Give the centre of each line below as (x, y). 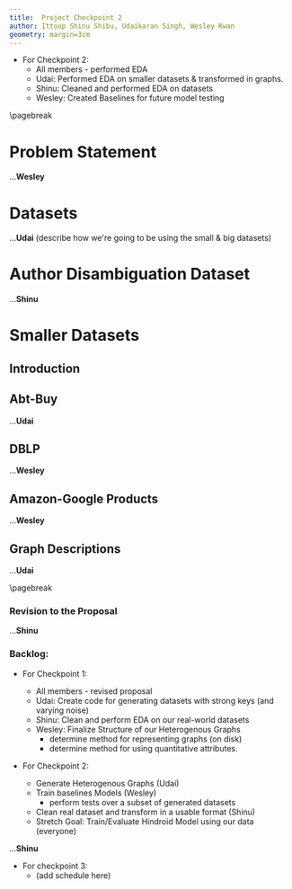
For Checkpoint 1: (55, 673)
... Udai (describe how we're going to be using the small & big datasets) (141, 238)
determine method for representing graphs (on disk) (146, 739)
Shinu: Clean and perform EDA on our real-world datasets (142, 719)
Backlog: (29, 654)
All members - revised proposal (94, 691)
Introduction (45, 368)
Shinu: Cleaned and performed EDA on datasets (124, 89)
